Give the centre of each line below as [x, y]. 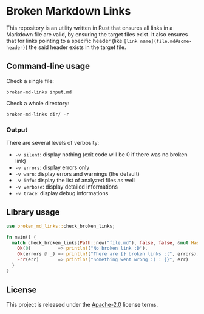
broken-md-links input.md [39, 92]
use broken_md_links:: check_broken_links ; [61, 226]
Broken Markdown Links [69, 11]
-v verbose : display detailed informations [66, 187]
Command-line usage [48, 66]
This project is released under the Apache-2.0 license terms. [82, 304]
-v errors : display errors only [52, 167]
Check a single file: [30, 81]
